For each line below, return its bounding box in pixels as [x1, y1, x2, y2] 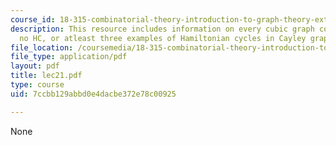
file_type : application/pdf [10, 52, 128, 62]
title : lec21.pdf [10, 71, 83, 81]
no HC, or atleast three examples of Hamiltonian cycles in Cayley [19, 33, 307, 43]
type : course [10, 80, 65, 90]
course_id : [10, 14, 56, 25]
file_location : [10, 42, 74, 53]
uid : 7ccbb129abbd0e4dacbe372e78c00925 [10, 89, 177, 99]
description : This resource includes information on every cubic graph [10, 24, 315, 34]
